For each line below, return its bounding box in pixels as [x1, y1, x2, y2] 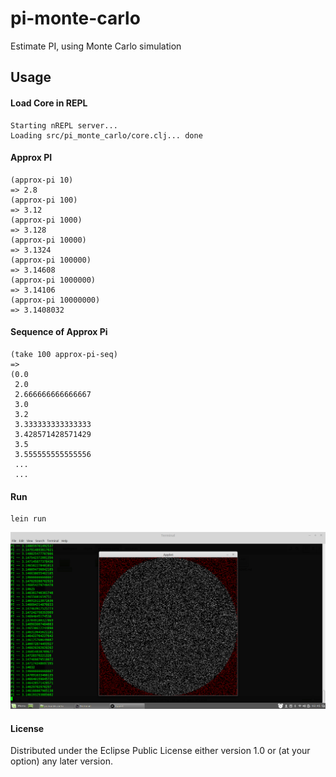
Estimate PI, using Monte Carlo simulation [10, 40, 182, 52]
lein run [10, 514, 47, 524]
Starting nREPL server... [10, 120, 118, 131]
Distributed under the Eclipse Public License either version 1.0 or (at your [10, 745, 311, 757]
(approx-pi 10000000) [10, 295, 101, 305]
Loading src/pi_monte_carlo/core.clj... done [10, 130, 203, 141]
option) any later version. [10, 755, 113, 767]
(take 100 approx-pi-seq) [10, 349, 118, 359]
